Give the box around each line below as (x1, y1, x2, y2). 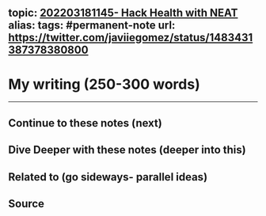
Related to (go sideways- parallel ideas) (8, 170, 208, 184)
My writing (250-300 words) (8, 75, 200, 93)
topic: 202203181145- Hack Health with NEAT (8, 6, 238, 20)
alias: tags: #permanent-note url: (8, 19, 176, 32)
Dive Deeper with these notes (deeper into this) (8, 143, 247, 157)
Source (8, 197, 45, 210)
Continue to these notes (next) (8, 116, 162, 130)
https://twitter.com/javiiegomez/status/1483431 (8, 31, 253, 44)
